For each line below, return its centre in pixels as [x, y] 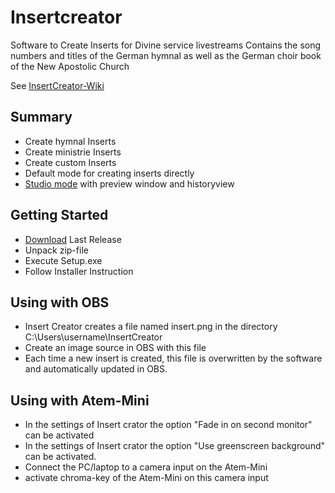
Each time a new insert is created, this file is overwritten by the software [173, 358]
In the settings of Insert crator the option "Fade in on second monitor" [168, 425]
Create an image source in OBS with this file [115, 348]
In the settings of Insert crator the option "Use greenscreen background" [174, 446]
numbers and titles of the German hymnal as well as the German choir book [166, 55]
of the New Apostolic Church [70, 66]
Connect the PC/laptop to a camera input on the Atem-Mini [146, 467]
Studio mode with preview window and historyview [129, 183]
